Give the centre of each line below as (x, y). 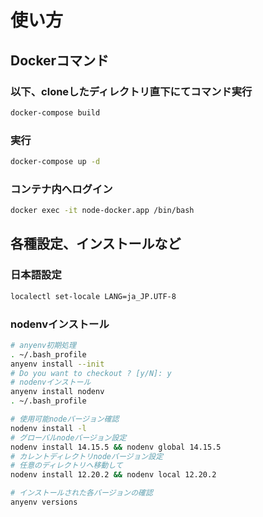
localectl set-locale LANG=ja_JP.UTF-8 (93, 296)
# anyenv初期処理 (43, 345)
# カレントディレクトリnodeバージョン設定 (87, 456)
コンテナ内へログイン (61, 189)
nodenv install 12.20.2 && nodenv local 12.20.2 (113, 475)
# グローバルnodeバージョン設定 (68, 437)
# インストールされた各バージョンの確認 (81, 493)
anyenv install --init (57, 364)
